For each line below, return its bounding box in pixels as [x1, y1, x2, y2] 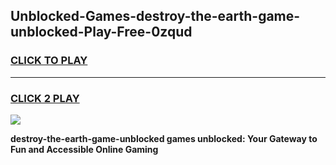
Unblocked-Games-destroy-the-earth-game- [10, 8, 301, 25]
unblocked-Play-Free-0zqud [10, 24, 193, 41]
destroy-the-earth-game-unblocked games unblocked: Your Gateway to [10, 132, 318, 144]
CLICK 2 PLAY [10, 91, 80, 105]
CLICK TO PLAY [10, 54, 88, 68]
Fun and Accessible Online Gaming [10, 143, 159, 155]
